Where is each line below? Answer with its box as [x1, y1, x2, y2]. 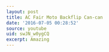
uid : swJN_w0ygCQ [6, 31, 50, 37]
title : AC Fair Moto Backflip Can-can [6, 14, 103, 20]
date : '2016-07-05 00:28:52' [6, 20, 79, 26]
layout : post [6, 8, 39, 15]
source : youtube [6, 25, 47, 32]
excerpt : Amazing [6, 36, 50, 42]
